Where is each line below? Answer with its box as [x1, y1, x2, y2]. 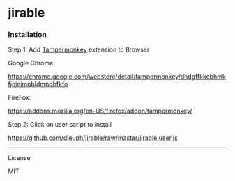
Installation [8, 30, 47, 40]
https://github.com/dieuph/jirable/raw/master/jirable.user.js [8, 134, 179, 142]
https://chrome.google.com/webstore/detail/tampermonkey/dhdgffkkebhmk [8, 72, 226, 81]
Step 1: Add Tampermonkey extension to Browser [8, 45, 150, 54]
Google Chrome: [8, 59, 55, 68]
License [8, 154, 31, 162]
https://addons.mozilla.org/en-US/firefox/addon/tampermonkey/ [8, 107, 192, 116]
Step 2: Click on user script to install [8, 120, 112, 129]
